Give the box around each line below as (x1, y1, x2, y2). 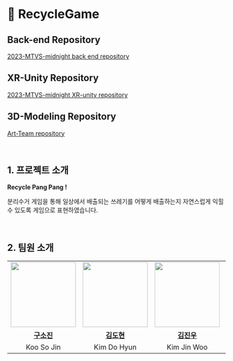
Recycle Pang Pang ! (7, 183, 67, 191)
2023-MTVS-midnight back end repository (7, 52, 130, 60)
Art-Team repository (7, 129, 65, 137)
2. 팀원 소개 (7, 242, 54, 254)
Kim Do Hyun (93, 342, 137, 352)
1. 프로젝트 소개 (7, 164, 69, 176)
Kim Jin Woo (166, 342, 208, 352)
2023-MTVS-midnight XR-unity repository (7, 90, 128, 99)
